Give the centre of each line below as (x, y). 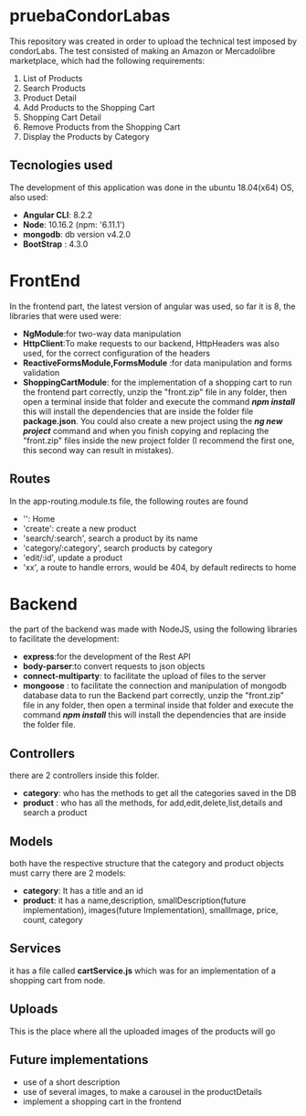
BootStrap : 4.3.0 (55, 244)
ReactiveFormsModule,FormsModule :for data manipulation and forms (157, 363)
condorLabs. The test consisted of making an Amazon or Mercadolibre (142, 50)
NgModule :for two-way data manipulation (102, 334)
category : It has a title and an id (83, 891)
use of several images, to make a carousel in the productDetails (142, 1091)
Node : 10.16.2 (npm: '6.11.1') (74, 224)
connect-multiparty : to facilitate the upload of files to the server (144, 676)
